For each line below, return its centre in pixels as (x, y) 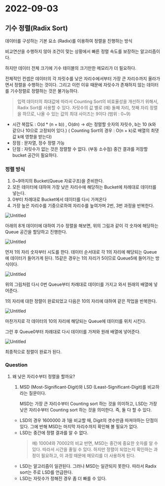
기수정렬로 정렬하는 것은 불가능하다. (44, 91)
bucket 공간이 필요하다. (35, 155)
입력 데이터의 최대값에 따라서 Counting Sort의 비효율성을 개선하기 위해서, (88, 101)
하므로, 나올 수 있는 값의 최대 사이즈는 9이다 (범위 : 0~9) (77, 114)
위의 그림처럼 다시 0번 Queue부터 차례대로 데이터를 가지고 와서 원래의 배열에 (79, 284)
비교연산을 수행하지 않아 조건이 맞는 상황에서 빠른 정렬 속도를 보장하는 (72, 51)
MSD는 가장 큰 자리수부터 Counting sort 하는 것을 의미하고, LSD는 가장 (88, 403)
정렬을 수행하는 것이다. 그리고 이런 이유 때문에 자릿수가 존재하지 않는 (80, 85)
